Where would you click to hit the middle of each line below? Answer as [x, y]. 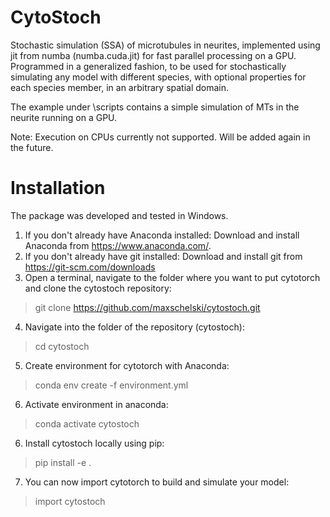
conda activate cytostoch [87, 423]
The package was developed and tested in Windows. [119, 215]
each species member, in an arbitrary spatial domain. [120, 87]
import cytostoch [70, 501]
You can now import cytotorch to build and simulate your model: [157, 482]
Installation [58, 188]
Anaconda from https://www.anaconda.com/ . [118, 245]
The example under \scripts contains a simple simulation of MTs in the [155, 107]
